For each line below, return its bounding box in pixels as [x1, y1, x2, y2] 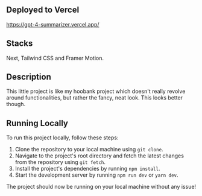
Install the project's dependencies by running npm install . [14, 165, 160, 172]
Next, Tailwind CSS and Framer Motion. [6, 54, 104, 62]
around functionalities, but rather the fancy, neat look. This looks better [6, 94, 183, 101]
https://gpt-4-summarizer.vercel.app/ [6, 21, 99, 28]
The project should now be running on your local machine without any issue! [6, 183, 197, 191]
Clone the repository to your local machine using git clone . [14, 146, 164, 153]
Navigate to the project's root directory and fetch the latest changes [14, 152, 184, 159]
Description [6, 72, 51, 82]
